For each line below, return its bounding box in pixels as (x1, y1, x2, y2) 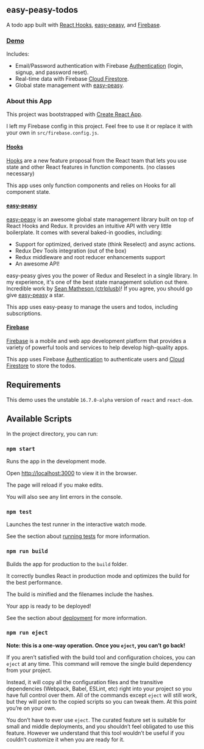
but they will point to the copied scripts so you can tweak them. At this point (6, 698, 197, 705)
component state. (6, 188, 51, 195)
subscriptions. (6, 309, 43, 317)
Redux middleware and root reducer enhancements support (15, 253, 166, 260)
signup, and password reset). (15, 68, 89, 76)
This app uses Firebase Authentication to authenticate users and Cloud (6, 356, 185, 363)
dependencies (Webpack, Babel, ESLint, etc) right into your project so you (6, 685, 192, 692)
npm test (6, 508, 32, 515)
